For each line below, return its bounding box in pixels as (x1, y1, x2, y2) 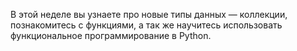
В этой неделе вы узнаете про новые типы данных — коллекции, (10, 9, 288, 20)
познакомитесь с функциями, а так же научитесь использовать (10, 19, 283, 31)
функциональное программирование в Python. (10, 30, 212, 41)
